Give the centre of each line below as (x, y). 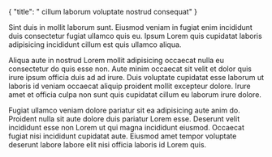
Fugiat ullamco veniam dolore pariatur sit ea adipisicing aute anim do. (125, 110)
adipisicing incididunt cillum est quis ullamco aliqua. (95, 45)
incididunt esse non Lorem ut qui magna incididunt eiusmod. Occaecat (127, 127)
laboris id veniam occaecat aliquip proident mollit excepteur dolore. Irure (130, 86)
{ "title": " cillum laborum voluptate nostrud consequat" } (103, 12)
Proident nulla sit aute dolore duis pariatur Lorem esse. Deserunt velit (124, 119)
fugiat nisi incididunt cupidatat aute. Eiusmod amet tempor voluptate (123, 136)
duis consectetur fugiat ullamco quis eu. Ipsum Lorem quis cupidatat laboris (135, 36)
